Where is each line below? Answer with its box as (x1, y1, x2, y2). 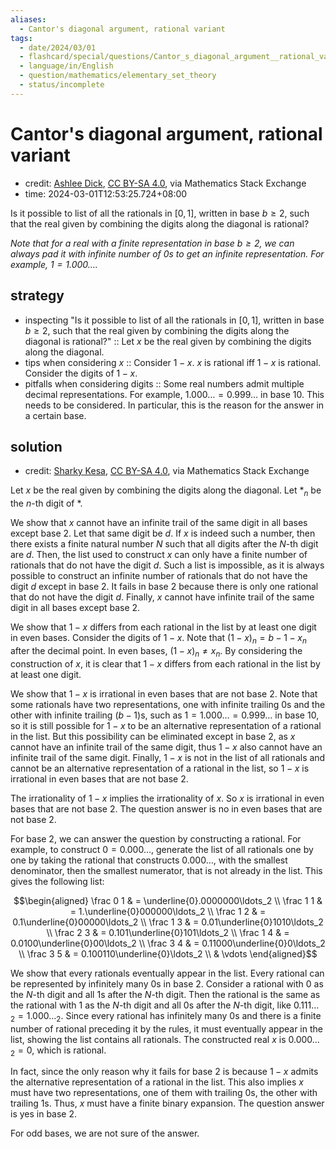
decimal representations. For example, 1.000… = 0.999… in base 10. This (24, 388, 325, 400)
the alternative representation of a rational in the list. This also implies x (10, 1076, 304, 1088)
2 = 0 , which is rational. (10, 1044, 107, 1058)
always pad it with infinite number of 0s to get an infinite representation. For (10, 247, 325, 260)
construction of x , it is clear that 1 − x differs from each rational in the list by (10, 657, 321, 670)
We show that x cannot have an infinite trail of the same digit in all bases (10, 517, 308, 529)
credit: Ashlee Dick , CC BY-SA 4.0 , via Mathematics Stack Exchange (24, 177, 307, 189)
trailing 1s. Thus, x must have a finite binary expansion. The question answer (10, 1097, 325, 1110)
